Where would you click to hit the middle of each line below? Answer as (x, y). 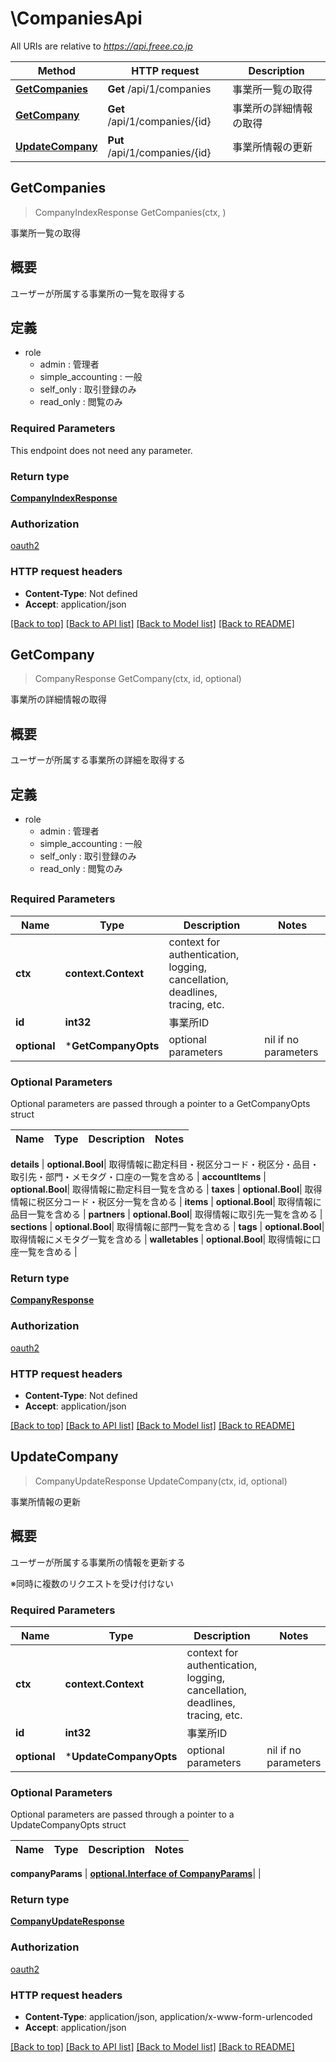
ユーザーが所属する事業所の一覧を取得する (98, 293)
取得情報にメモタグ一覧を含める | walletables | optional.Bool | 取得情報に (161, 1239)
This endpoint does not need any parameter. (101, 450)
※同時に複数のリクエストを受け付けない (92, 1583)
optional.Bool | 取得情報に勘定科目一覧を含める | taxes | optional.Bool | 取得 (166, 1189)
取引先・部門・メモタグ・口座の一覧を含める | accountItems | (138, 1177)
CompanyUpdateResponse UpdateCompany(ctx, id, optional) (161, 1481)
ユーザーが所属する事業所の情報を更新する (98, 1562)
